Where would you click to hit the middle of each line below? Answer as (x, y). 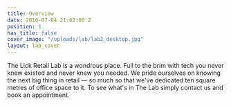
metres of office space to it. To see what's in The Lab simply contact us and (115, 88)
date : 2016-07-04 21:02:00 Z (49, 20)
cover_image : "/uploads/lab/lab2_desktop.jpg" (75, 39)
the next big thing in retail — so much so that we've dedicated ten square (111, 80)
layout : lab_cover (34, 46)
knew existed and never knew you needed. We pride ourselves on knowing (114, 73)
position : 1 (24, 26)
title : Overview (30, 14)
